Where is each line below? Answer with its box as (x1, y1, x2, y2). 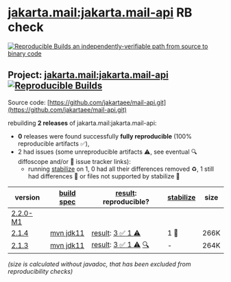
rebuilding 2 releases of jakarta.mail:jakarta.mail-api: (8, 119, 157, 127)
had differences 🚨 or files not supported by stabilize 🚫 (27, 172, 180, 180)
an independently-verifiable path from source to (72, 42, 208, 50)
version (14, 192, 40, 202)
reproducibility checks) (8, 267, 73, 275)
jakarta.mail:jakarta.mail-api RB (8, 5, 193, 21)
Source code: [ (8, 98, 50, 106)
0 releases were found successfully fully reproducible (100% (17, 132, 193, 140)
